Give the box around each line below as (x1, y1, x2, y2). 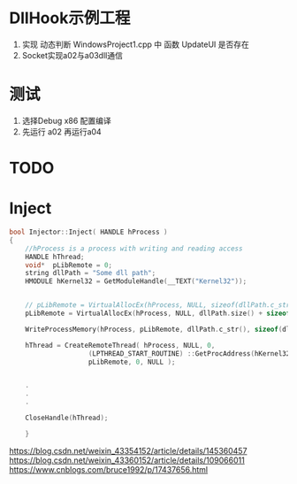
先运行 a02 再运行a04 (21, 126, 102, 137)
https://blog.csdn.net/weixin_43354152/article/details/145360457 (9, 445, 247, 456)
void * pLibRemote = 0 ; (25, 260, 113, 270)
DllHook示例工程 (9, 8, 131, 28)
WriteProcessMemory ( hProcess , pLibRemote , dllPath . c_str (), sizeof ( (25, 325, 283, 334)
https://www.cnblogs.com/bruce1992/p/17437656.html (9, 464, 209, 474)
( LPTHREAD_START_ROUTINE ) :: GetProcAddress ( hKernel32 (88, 349, 291, 358)
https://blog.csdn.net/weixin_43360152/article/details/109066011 (9, 455, 245, 465)
